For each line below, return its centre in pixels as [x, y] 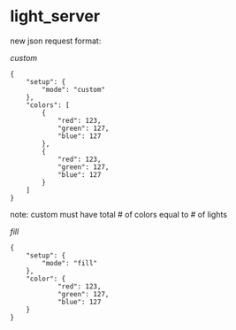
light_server [55, 16]
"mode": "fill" [70, 263]
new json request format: [56, 41]
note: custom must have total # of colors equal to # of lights [119, 214]
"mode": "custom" [73, 89]
